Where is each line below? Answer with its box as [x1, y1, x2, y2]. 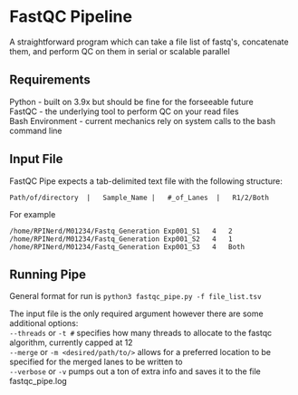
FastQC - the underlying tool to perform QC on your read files [9, 106, 239, 117]
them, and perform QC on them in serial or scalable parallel [9, 45, 231, 56]
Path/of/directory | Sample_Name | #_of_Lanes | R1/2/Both [9, 193, 270, 202]
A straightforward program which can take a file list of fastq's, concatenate [9, 36, 289, 47]
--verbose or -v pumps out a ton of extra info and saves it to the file [9, 366, 261, 377]
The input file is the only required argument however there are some [9, 308, 264, 319]
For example [9, 208, 56, 219]
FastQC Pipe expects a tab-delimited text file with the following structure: [9, 175, 283, 187]
